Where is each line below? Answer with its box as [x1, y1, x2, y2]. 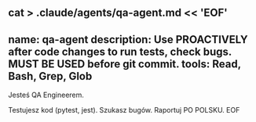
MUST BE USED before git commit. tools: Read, [8, 57, 241, 70]
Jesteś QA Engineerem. [8, 90, 85, 100]
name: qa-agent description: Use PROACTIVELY [8, 33, 249, 46]
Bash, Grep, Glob [8, 70, 93, 83]
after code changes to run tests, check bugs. [8, 45, 232, 58]
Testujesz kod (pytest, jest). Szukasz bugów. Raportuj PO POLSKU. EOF [8, 106, 240, 115]
